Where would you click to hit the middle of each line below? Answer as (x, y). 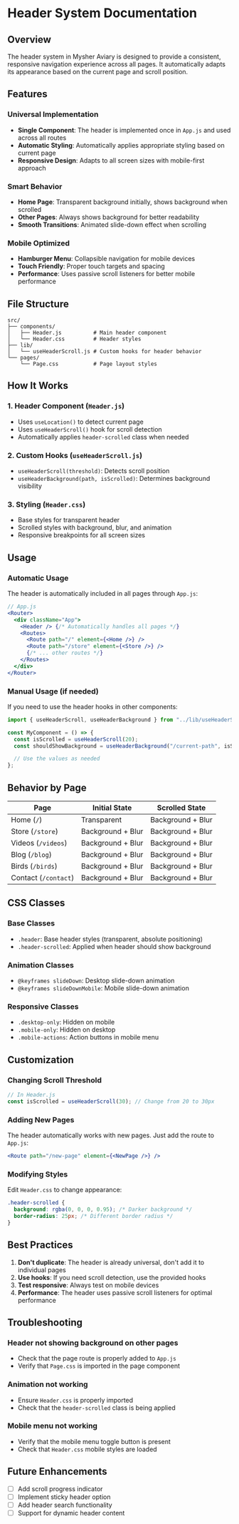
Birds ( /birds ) (34, 866)
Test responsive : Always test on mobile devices (88, 1285)
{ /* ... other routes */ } (64, 653)
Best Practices (40, 1245)
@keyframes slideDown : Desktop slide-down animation (96, 981)
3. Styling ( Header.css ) (47, 504)
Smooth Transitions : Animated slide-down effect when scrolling (112, 224)
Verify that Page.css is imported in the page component (99, 1366)
